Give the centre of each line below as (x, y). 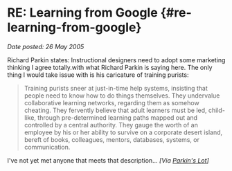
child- (216, 110)
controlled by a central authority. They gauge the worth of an (111, 125)
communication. (47, 147)
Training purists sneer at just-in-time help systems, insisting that (116, 88)
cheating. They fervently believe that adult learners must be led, (115, 110)
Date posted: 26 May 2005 (46, 46)
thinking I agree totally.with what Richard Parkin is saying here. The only (110, 67)
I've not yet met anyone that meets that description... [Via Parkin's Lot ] (108, 160)
